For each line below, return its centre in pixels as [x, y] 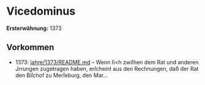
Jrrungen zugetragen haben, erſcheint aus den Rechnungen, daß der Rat [107, 68]
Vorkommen [30, 47]
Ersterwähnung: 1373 [34, 28]
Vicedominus [41, 11]
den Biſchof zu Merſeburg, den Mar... [61, 75]
